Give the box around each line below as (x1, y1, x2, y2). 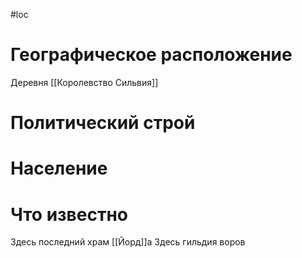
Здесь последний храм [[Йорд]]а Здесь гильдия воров (10, 236, 246, 248)
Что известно (10, 203, 128, 226)
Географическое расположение (10, 44, 293, 66)
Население (10, 157, 108, 180)
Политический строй (10, 112, 196, 134)
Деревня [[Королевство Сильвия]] (10, 76, 159, 88)
